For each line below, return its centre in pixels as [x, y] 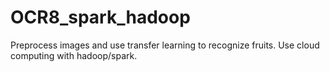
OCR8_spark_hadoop [100, 17]
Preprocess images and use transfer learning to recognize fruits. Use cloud [165, 45]
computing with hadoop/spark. [74, 55]
